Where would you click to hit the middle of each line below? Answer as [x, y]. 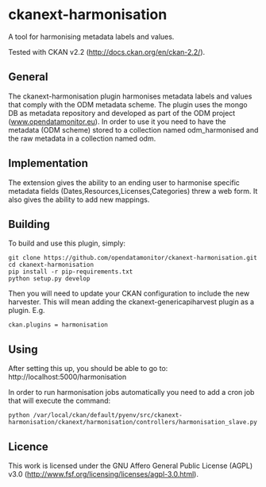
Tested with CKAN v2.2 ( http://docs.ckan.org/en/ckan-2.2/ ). [107, 52]
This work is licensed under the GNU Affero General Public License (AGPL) [131, 466]
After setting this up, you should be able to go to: [88, 369]
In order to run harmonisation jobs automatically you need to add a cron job [131, 392]
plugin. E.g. [27, 311]
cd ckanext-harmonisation [51, 265]
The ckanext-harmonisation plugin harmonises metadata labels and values [130, 96]
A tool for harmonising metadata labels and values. [91, 37]
